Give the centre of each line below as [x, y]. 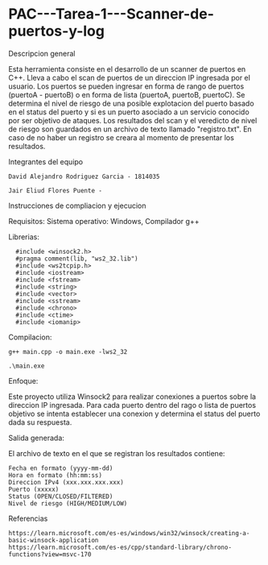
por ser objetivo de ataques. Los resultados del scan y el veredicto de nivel [133, 120]
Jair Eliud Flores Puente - [56, 190]
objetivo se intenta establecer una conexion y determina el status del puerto [134, 413]
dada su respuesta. [40, 422]
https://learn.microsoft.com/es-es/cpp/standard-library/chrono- [120, 547]
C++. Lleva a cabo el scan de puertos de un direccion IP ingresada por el [130, 77]
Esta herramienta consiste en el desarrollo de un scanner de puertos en [127, 69]
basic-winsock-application [54, 540]
